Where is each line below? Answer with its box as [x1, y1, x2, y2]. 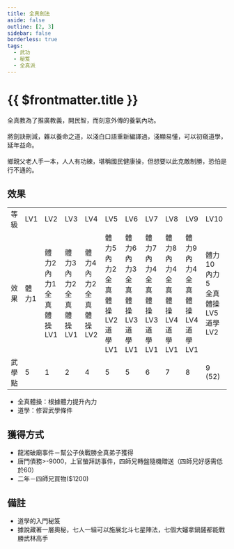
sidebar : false [7, 29, 52, 37]
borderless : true [7, 36, 58, 43]
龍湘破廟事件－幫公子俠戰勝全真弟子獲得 [17, 449, 134, 457]
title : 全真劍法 [7, 10, 50, 17]
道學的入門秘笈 [17, 517, 61, 525]
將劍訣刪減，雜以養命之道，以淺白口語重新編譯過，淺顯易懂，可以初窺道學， [7, 132, 227, 140]
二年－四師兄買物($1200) [17, 474, 89, 483]
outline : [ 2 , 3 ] [7, 23, 54, 30]
